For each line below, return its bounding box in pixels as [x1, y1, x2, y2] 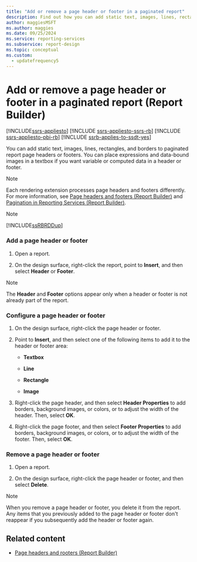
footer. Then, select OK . [14, 436, 73, 443]
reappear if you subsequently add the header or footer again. [6, 517, 154, 524]
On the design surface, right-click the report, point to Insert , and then [14, 261, 183, 268]
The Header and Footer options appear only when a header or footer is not [6, 290, 188, 297]
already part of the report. [6, 296, 69, 303]
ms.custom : [6, 52, 33, 58]
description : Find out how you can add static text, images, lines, [6, 14, 177, 20]
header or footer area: [14, 342, 69, 350]
